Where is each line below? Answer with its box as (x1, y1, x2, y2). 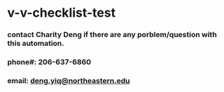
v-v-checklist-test (7, 5, 116, 21)
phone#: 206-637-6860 (7, 57, 92, 67)
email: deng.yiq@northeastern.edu (7, 75, 130, 85)
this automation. (7, 38, 64, 48)
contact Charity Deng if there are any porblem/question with (7, 30, 217, 40)
